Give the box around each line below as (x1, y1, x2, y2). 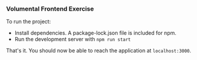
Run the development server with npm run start (14, 36, 131, 43)
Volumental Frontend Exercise (6, 5, 94, 13)
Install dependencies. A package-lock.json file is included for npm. (14, 29, 176, 36)
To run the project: (6, 18, 51, 25)
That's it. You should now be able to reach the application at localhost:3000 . (6, 47, 192, 54)
